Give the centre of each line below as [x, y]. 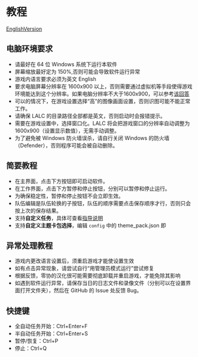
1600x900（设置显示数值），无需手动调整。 [67, 130]
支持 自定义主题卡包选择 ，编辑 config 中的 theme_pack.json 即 [90, 225]
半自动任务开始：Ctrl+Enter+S [51, 333]
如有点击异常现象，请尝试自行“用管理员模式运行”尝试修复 [85, 268]
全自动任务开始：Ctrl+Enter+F [51, 326]
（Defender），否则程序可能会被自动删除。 [66, 145]
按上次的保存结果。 [38, 211]
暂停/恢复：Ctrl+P [36, 341]
